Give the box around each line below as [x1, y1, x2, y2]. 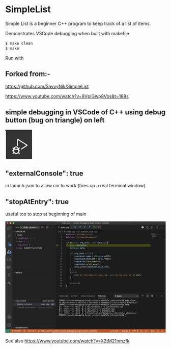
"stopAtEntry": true [5, 197, 69, 206]
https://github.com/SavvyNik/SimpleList [5, 83, 89, 89]
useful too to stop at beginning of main [5, 211, 87, 217]
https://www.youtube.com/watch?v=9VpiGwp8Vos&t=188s [5, 93, 129, 99]
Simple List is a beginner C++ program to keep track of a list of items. [5, 20, 151, 27]
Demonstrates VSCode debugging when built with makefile [5, 30, 129, 36]
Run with [5, 55, 24, 61]
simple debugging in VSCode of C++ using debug [5, 108, 166, 117]
